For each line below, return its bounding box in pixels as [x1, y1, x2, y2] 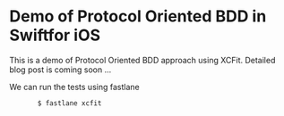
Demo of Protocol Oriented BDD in [9, 6, 267, 27]
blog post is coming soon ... [9, 64, 112, 75]
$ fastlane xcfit [37, 98, 102, 108]
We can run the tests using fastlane [9, 81, 141, 92]
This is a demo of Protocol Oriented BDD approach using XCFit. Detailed [9, 54, 276, 65]
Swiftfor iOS [9, 25, 101, 46]
